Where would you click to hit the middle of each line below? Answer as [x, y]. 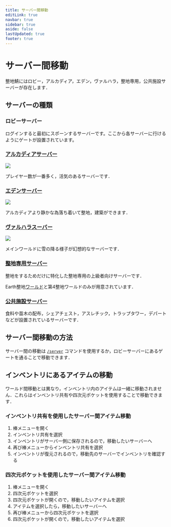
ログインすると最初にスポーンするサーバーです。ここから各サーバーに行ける [86, 133]
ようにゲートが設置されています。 [41, 140]
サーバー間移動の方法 [39, 338]
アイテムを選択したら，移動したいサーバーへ [60, 506]
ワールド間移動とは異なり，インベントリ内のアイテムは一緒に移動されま [81, 388]
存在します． [36, 87]
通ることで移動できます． [46, 357]
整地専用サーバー [26, 264]
